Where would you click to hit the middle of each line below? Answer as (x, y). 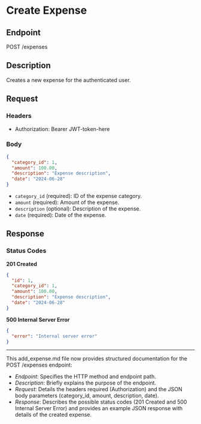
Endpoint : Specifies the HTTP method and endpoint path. (86, 377)
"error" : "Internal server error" (54, 336)
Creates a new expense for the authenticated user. (68, 80)
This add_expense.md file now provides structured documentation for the (97, 359)
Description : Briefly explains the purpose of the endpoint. (86, 383)
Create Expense (47, 10)
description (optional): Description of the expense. (78, 209)
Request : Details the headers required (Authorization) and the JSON (98, 389)
